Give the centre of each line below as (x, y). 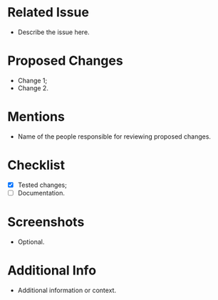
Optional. (31, 242)
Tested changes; (42, 185)
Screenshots (46, 222)
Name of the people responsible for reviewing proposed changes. (114, 136)
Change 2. (33, 88)
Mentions (36, 117)
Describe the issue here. (54, 32)
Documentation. (41, 193)
